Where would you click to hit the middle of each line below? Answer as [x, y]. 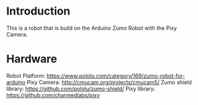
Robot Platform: [26, 76]
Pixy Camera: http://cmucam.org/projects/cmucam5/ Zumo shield [109, 82]
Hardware [32, 59]
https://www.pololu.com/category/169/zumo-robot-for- [116, 76]
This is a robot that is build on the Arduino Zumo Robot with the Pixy [92, 28]
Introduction [38, 11]
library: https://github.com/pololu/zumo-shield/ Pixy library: [81, 89]
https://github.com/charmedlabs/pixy [53, 95]
